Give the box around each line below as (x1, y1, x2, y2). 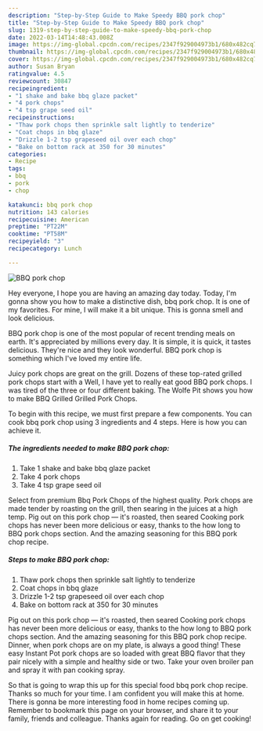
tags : (8, 165, 26, 173)
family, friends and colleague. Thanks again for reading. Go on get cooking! (8, 714, 252, 723)
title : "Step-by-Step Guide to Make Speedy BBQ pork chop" (8, 19, 205, 27)
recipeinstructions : (8, 114, 76, 122)
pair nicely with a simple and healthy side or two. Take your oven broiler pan (8, 656, 254, 666)
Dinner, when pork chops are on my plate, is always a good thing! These (8, 640, 241, 649)
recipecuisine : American (8, 215, 89, 224)
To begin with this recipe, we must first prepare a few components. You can (8, 409, 253, 418)
